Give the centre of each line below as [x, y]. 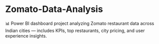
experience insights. [26, 35]
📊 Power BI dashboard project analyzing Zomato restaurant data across [80, 23]
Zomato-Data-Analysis [54, 9]
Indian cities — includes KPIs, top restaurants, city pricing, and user [75, 30]
